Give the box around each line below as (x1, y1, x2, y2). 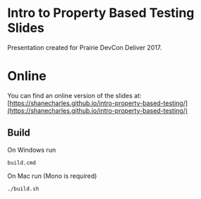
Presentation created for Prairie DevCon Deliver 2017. (7, 43, 162, 52)
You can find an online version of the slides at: (7, 91, 142, 99)
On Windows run (7, 145, 56, 154)
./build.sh (7, 185, 39, 192)
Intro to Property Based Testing (7, 5, 195, 21)
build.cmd (7, 159, 37, 167)
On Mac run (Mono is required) (7, 171, 97, 180)
